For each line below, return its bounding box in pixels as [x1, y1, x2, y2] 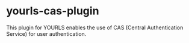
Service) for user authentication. [6, 30, 87, 37]
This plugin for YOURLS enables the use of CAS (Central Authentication [6, 24, 184, 31]
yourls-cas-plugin [6, 4, 99, 18]
